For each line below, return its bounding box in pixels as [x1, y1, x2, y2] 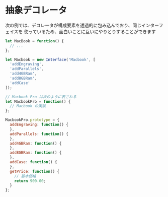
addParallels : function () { [10, 132, 69, 137]
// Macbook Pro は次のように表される [5, 94, 77, 99]
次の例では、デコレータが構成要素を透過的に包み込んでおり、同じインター [5, 22, 159, 28]
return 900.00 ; [14, 178, 46, 183]
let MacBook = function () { [5, 38, 64, 43]
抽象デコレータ [5, 5, 67, 16]
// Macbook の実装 [10, 104, 46, 109]
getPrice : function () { [10, 169, 59, 174]
